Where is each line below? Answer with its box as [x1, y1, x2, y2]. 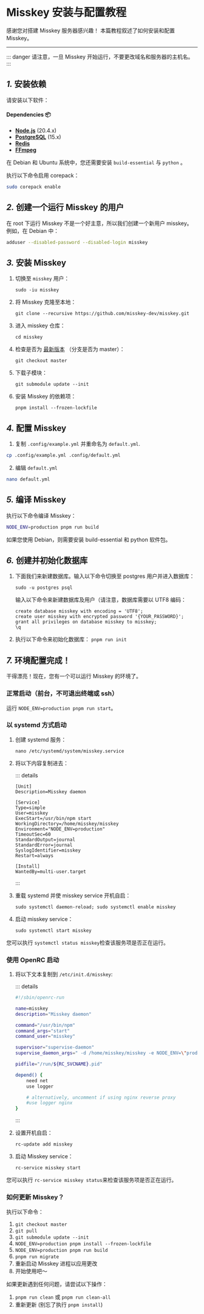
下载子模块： [15, 369, 47, 377]
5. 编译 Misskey [6, 495, 66, 505]
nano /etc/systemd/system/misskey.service [15, 748, 124, 754]
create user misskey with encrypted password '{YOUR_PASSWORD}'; [15, 614, 184, 620]
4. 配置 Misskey [6, 423, 67, 433]
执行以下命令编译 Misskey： [6, 512, 76, 519]
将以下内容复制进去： [15, 759, 69, 766]
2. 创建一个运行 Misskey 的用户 [6, 202, 124, 213]
